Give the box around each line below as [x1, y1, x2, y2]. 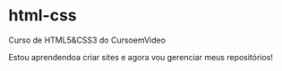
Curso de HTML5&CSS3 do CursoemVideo [8, 35, 167, 45]
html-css [8, 5, 77, 26]
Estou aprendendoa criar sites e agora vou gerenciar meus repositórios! [8, 51, 274, 62]
